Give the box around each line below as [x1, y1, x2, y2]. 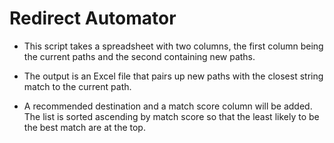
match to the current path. [23, 80, 132, 92]
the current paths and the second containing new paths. [23, 50, 256, 62]
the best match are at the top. [23, 121, 146, 133]
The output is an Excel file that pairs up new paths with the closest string [23, 70, 324, 82]
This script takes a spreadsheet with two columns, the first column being [23, 40, 324, 52]
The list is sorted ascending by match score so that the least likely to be [23, 110, 320, 122]
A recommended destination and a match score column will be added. [23, 100, 313, 112]
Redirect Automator [9, 7, 177, 30]
